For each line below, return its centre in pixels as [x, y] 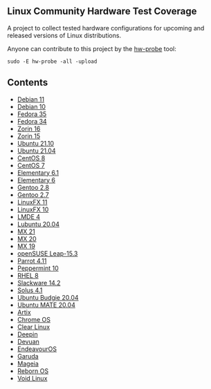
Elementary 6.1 [38, 173]
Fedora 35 [32, 114]
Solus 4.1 [30, 290]
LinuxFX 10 [33, 209]
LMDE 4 [28, 216]
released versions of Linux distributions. [64, 35]
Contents [28, 83]
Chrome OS [34, 319]
